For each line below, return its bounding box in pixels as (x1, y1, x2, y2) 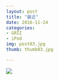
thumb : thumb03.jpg (6, 47, 54, 53)
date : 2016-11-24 (6, 19, 48, 25)
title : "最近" (6, 14, 39, 20)
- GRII (6, 30, 22, 36)
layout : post (6, 8, 38, 15)
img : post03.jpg (6, 41, 46, 47)
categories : (6, 25, 35, 31)
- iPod (6, 36, 22, 41)
